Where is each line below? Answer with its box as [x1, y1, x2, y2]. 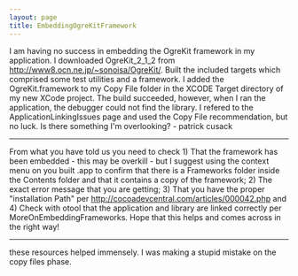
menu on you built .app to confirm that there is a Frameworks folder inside [9, 165, 280, 175]
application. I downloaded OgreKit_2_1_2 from [9, 55, 176, 65]
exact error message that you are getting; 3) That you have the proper [9, 183, 265, 195]
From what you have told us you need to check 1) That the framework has [9, 146, 278, 157]
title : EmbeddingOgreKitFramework [9, 21, 137, 30]
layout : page [9, 12, 58, 22]
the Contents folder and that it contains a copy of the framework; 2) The [9, 174, 273, 185]
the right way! [9, 221, 60, 232]
